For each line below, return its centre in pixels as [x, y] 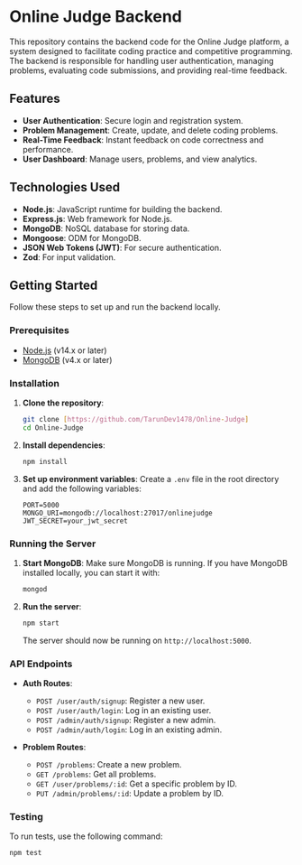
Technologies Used [64, 187]
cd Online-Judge [53, 428]
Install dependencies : [64, 445]
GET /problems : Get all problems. [96, 774]
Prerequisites [39, 330]
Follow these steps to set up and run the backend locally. [115, 307]
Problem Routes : [54, 747]
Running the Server [53, 544]
